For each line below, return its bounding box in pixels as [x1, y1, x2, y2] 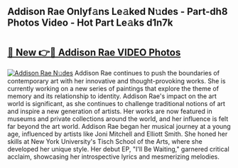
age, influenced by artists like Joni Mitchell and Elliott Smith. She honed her [7, 130, 228, 138]
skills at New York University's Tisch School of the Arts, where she [7, 137, 202, 145]
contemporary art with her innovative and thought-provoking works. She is [7, 77, 226, 85]
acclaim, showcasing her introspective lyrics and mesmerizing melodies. [7, 152, 220, 161]
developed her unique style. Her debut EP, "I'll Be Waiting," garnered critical [7, 145, 229, 153]
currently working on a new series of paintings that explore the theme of [7, 85, 219, 93]
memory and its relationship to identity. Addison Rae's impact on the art [7, 92, 217, 100]
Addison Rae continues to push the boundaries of [74, 69, 220, 77]
